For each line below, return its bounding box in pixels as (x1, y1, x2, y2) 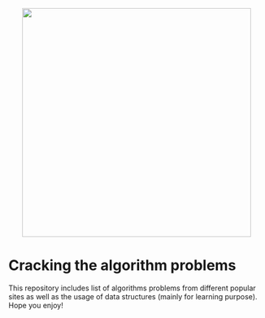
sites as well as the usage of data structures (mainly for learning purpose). (8, 291, 258, 301)
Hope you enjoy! (8, 300, 63, 310)
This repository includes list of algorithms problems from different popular (8, 283, 256, 293)
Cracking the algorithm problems (8, 256, 237, 275)
